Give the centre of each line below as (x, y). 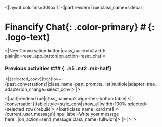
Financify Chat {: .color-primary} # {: (80, 27)
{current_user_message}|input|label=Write (47, 114)
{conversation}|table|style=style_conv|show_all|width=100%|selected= (76, 104)
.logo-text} (28, 38)
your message (105, 114)
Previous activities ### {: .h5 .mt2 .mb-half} (58, 68)
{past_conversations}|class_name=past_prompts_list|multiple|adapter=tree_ (81, 84)
